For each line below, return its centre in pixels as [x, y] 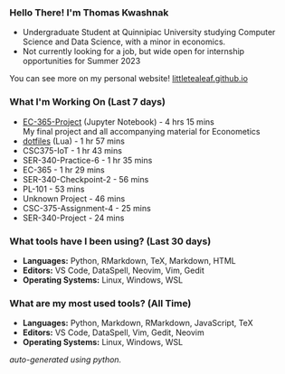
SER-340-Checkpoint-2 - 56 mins [85, 179]
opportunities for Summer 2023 [81, 61]
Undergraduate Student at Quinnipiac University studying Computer [149, 33]
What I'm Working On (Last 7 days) [87, 102]
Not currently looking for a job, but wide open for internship [133, 51]
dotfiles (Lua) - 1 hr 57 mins [73, 141]
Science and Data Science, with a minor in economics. [124, 42]
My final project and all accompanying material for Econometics [141, 131]
